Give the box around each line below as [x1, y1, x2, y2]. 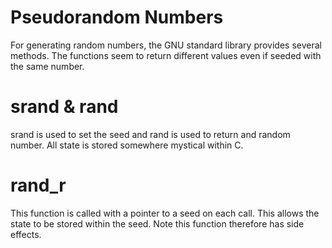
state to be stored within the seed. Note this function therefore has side [10, 217, 305, 230]
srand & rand [10, 96, 119, 118]
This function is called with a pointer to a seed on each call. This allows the [10, 207, 320, 219]
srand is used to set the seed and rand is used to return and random [10, 128, 291, 140]
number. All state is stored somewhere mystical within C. [10, 139, 244, 151]
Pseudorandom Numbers [10, 6, 224, 29]
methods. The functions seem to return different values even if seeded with [10, 49, 322, 61]
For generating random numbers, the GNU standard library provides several [10, 39, 322, 51]
